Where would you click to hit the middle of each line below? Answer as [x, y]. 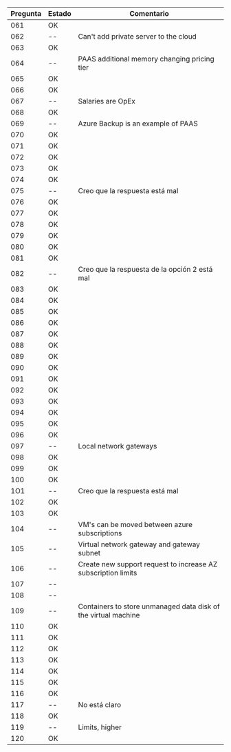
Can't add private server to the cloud [137, 36]
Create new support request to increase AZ [148, 564]
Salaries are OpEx [107, 101]
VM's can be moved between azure [135, 525]
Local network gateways [118, 446]
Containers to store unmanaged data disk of [149, 606]
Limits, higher [100, 727]
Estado [60, 13]
